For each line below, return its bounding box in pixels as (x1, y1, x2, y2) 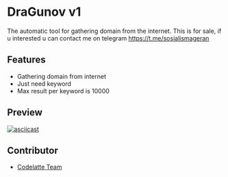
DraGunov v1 (7, 4, 81, 20)
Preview (7, 107, 43, 119)
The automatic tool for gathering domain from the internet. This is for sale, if (7, 27, 222, 35)
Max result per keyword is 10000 (16, 86, 110, 95)
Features (7, 54, 46, 66)
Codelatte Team (16, 163, 62, 172)
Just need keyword (16, 80, 72, 88)
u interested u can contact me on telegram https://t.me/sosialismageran (7, 34, 210, 42)
